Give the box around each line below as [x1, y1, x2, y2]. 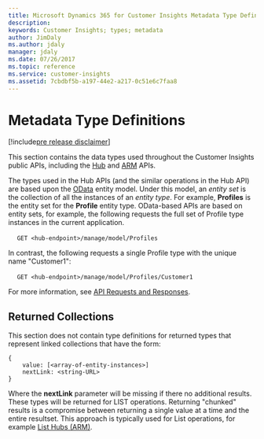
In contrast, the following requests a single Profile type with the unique [8, 249, 237, 258]
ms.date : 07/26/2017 [8, 56, 76, 64]
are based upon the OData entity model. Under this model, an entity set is [8, 184, 246, 194]
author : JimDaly [8, 33, 61, 42]
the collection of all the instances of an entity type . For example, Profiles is [8, 193, 251, 202]
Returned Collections [8, 310, 115, 323]
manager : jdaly [8, 48, 58, 56]
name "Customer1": [8, 256, 71, 266]
